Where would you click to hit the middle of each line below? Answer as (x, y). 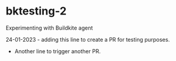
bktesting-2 (36, 11)
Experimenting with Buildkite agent (49, 28)
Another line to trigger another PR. (58, 51)
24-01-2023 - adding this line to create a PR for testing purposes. (88, 39)
